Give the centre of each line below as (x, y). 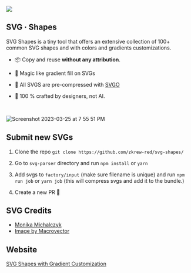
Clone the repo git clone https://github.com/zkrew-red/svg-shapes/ (99, 152)
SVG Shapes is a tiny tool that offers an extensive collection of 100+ (88, 41)
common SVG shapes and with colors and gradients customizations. (89, 48)
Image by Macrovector (42, 231)
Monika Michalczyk (38, 225)
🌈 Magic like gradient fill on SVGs (55, 73)
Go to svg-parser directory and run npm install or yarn (81, 163)
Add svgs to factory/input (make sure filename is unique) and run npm (100, 175)
